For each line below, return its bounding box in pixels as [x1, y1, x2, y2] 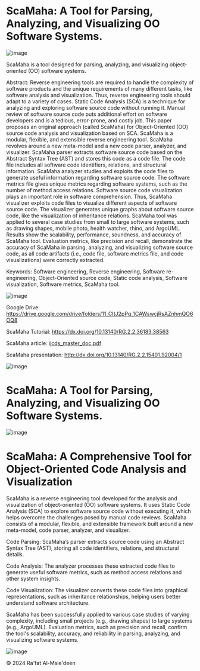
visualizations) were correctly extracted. [6, 256, 105, 263]
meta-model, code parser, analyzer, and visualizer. [6, 527, 130, 534]
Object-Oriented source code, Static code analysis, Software [38, 274, 187, 281]
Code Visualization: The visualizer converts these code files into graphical [6, 586, 188, 593]
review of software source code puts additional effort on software [6, 110, 168, 118]
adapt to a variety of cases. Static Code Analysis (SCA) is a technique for [6, 97, 186, 105]
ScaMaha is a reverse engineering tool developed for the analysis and [6, 494, 177, 502]
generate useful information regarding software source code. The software [6, 174, 190, 181]
